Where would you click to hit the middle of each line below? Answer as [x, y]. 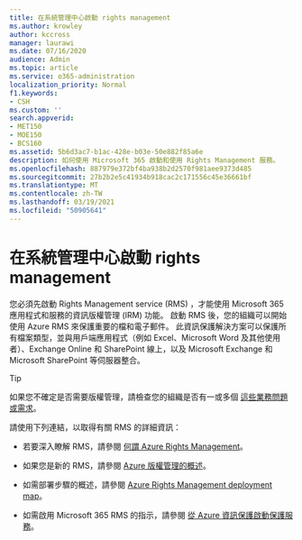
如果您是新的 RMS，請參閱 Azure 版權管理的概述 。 [117, 465]
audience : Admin [40, 59]
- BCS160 [26, 143]
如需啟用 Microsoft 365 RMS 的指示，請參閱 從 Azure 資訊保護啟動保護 [154, 515]
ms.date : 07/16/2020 [48, 51]
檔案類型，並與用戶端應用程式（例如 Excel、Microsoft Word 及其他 [141, 337]
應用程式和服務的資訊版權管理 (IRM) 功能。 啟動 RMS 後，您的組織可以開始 [148, 315]
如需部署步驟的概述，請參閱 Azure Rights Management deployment [147, 484]
